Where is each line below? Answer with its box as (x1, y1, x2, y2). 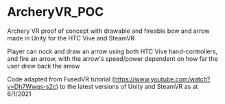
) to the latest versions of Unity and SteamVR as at (56, 82, 198, 90)
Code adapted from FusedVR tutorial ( (7, 75, 115, 83)
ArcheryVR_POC (7, 4, 104, 20)
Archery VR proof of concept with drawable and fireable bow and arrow (7, 27, 210, 35)
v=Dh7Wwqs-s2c (7, 82, 57, 90)
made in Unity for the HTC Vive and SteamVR (7, 34, 135, 42)
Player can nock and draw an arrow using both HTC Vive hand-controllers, (7, 47, 218, 55)
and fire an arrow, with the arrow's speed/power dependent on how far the (7, 54, 218, 62)
